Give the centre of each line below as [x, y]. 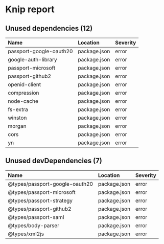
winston [17, 118]
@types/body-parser [34, 225]
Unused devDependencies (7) [54, 161]
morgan [17, 126]
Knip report [30, 9]
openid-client [25, 84]
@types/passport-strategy [40, 201]
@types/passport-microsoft [42, 192]
